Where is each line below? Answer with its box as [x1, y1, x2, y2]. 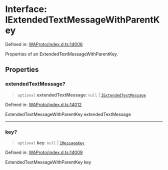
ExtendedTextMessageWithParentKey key [5, 159, 91, 165]
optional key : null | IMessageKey [17, 139, 85, 145]
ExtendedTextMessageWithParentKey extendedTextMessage [5, 111, 131, 117]
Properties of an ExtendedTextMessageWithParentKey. [5, 51, 118, 57]
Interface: [5, 3, 47, 15]
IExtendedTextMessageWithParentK [5, 14, 160, 25]
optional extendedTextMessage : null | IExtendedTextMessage [17, 91, 146, 98]
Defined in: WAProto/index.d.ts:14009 [5, 149, 83, 155]
